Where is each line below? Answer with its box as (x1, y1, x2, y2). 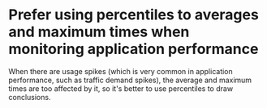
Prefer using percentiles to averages (8, 6, 260, 24)
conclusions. (8, 92, 51, 102)
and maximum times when (8, 23, 190, 41)
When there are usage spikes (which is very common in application (8, 66, 233, 76)
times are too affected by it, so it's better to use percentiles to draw (8, 83, 234, 93)
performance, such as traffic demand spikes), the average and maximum (8, 75, 252, 85)
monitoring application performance (8, 40, 259, 58)
